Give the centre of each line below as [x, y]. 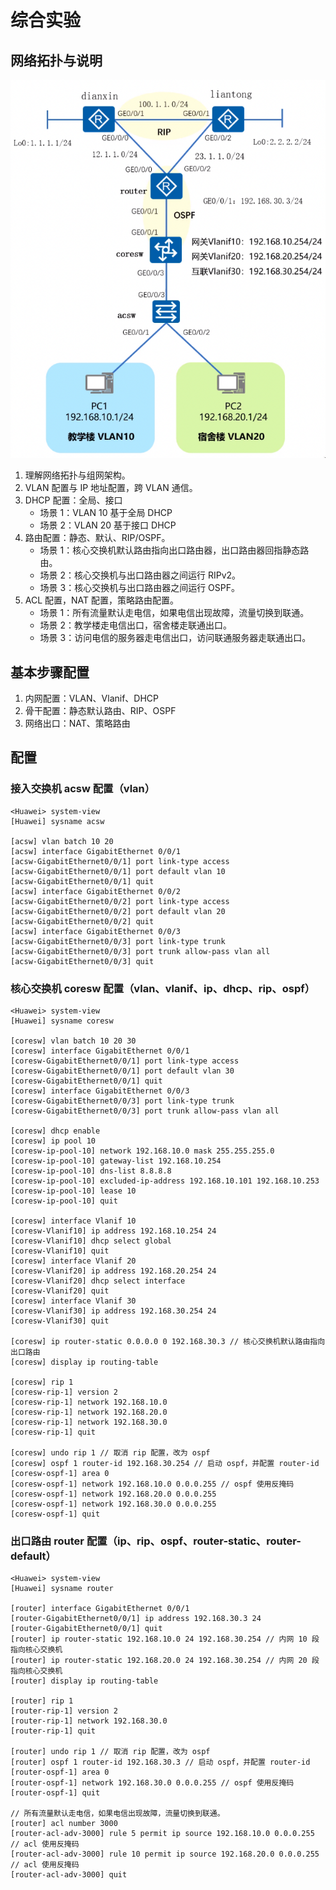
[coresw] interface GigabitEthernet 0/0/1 [100, 1051]
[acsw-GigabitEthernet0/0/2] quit [82, 921]
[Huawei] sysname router [62, 1589]
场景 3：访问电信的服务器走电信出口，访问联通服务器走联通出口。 [175, 638]
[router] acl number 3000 [64, 1824]
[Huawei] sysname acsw [57, 821]
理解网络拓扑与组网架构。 [77, 475]
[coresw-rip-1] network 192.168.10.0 [89, 1402]
